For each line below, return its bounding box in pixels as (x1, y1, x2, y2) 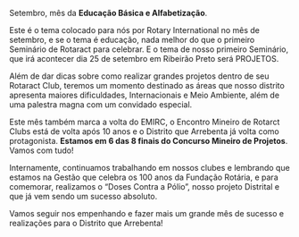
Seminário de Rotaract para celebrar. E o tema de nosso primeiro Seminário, (9, 44, 289, 55)
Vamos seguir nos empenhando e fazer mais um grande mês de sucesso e (9, 208, 284, 218)
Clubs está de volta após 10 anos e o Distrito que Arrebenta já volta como (9, 126, 279, 137)
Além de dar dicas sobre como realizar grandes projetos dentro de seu (9, 71, 270, 81)
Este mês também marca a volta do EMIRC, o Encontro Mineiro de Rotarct (9, 116, 280, 127)
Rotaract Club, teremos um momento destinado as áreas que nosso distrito (9, 80, 286, 90)
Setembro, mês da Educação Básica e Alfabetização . (9, 8, 208, 18)
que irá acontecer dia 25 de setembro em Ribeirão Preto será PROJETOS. (9, 54, 279, 63)
